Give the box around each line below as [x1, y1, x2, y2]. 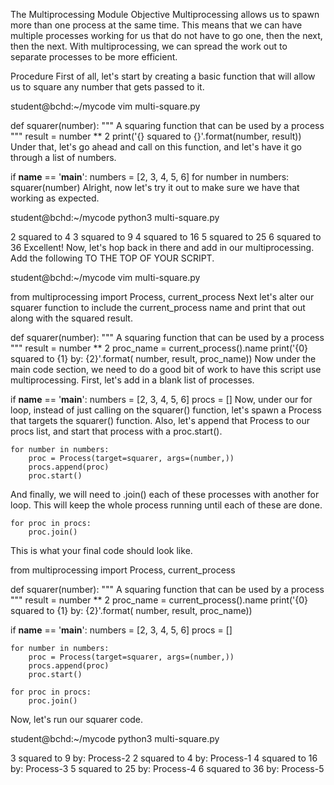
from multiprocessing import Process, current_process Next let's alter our [10, 291, 315, 303]
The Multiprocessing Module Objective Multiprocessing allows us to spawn [10, 9, 320, 20]
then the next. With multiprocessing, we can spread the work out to [10, 40, 288, 52]
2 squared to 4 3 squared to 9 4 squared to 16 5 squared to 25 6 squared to [10, 231, 322, 243]
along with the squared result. [10, 312, 133, 324]
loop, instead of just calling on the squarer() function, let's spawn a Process [10, 404, 322, 416]
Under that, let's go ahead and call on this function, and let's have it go [10, 141, 302, 153]
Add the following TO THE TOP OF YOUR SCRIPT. [10, 252, 215, 264]
